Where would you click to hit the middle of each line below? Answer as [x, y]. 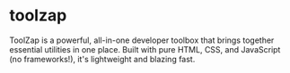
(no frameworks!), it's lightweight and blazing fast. [102, 59]
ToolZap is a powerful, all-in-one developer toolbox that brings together [142, 40]
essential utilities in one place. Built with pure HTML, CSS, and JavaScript [145, 49]
